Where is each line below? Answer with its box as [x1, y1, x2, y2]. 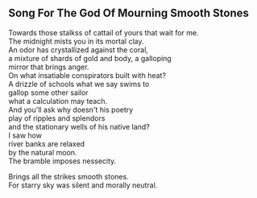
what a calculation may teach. [8, 96, 108, 105]
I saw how [8, 130, 43, 140]
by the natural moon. [8, 147, 77, 157]
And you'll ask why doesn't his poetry [8, 105, 134, 114]
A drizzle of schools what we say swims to [8, 79, 150, 89]
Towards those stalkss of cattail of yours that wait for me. [8, 27, 199, 37]
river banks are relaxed [8, 138, 85, 148]
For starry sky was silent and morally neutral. [8, 180, 158, 190]
